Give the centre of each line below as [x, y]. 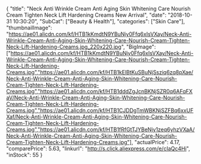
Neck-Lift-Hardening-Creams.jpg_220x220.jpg [64, 47]
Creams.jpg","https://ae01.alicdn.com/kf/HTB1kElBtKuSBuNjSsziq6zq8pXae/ [100, 72]
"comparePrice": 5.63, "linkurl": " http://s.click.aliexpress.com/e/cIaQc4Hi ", [98, 148]
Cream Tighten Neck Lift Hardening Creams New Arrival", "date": [86, 15]
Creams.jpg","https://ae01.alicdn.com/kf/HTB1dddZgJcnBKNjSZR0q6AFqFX [100, 91]
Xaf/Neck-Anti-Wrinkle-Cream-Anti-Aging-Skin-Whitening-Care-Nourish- [97, 117]
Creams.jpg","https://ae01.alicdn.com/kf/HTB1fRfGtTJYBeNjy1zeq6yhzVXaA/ [100, 129]
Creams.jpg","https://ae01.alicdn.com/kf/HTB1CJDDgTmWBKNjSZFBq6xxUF [100, 110]
